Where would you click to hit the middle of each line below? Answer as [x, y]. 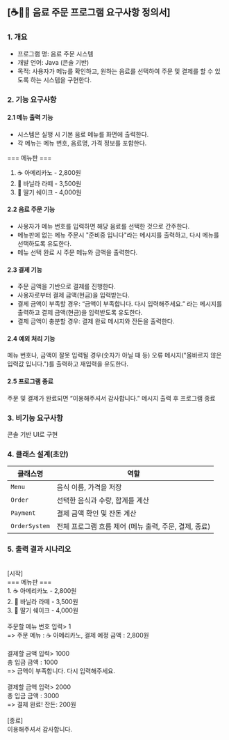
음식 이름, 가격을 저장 [89, 488]
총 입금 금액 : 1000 [33, 662]
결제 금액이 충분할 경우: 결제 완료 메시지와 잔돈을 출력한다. [96, 321]
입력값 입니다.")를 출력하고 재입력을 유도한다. [68, 364]
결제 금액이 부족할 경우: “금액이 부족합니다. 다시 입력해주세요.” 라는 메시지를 [120, 304]
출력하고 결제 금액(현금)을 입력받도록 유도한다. [80, 313]
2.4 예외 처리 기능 [31, 338]
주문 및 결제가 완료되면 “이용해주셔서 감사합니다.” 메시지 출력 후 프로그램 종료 [111, 398]
